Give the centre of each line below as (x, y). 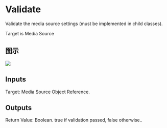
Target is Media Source (30, 33)
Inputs (16, 80)
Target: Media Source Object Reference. (48, 92)
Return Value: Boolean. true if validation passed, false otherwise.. (74, 120)
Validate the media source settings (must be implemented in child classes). (84, 24)
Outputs (19, 108)
